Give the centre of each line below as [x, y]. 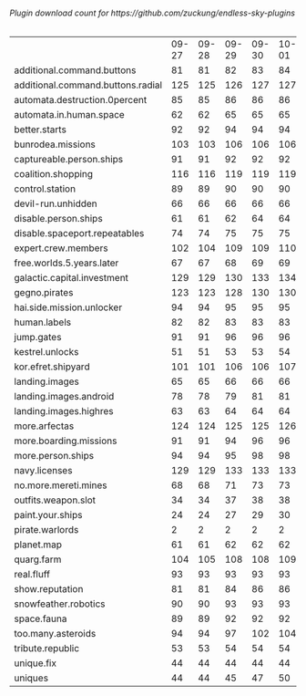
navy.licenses [43, 470]
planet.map [38, 545]
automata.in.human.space [69, 114]
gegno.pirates [44, 292]
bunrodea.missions [55, 144]
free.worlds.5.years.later [66, 263]
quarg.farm [38, 559]
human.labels [42, 322]
